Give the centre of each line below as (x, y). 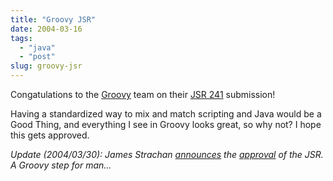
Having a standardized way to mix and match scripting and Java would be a (166, 114)
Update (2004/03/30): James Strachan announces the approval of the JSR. (167, 154)
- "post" (37, 57)
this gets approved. (50, 135)
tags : (21, 38)
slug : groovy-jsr (46, 66)
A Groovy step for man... (61, 165)
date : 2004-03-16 (46, 29)
